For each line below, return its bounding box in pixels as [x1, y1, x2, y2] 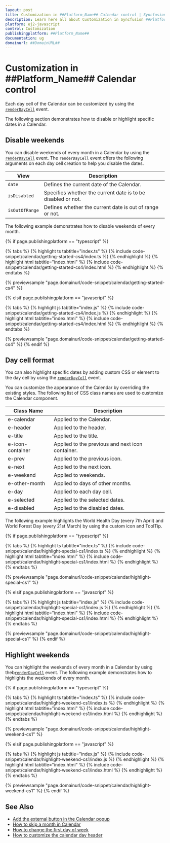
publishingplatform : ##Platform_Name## [5, 31, 90, 36]
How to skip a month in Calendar [12, 821, 81, 827]
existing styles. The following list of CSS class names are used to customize [5, 390, 163, 396]
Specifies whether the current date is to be [44, 189, 146, 196]
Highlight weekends [5, 650, 70, 659]
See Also [5, 802, 34, 811]
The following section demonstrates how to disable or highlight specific [5, 116, 154, 122]
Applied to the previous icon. [54, 455, 122, 462]
